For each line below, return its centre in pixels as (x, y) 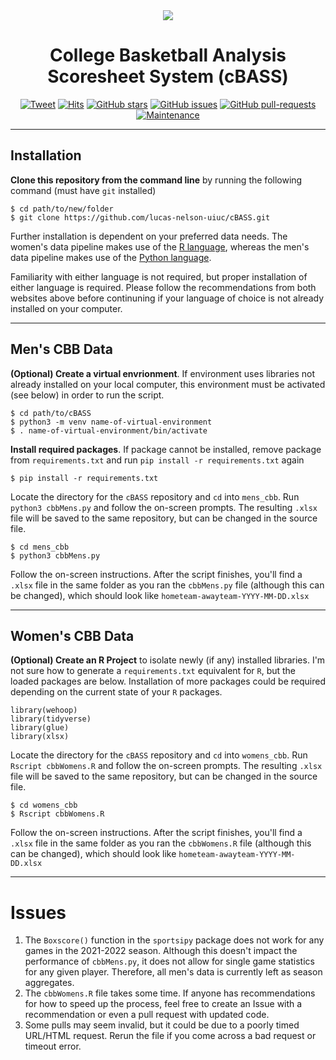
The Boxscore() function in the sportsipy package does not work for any (174, 940)
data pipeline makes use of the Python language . (111, 257)
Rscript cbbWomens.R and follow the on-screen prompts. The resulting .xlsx (166, 766)
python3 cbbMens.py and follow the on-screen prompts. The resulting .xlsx (164, 507)
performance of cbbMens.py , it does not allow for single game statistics (169, 961)
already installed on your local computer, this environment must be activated (168, 384)
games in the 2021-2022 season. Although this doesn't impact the (161, 951)
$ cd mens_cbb (40, 547)
